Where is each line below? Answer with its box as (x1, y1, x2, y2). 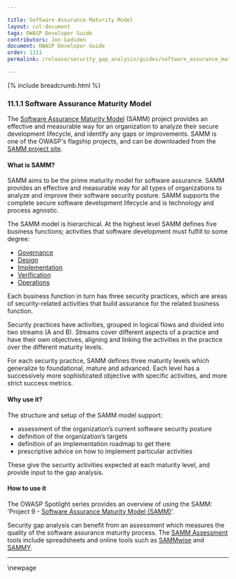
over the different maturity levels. (7, 343, 103, 352)
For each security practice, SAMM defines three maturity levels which (7, 357, 209, 365)
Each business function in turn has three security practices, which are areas (7, 292, 228, 300)
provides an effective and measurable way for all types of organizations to (7, 184, 223, 192)
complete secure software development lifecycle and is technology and (7, 198, 214, 208)
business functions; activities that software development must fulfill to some (7, 227, 228, 236)
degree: (7, 235, 30, 243)
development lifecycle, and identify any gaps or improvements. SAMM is (7, 129, 217, 138)
